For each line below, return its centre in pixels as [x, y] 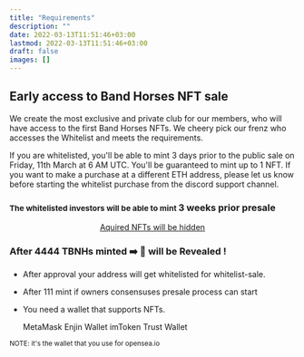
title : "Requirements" [52, 18]
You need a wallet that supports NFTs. [94, 310]
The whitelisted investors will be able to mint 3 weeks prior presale [142, 207]
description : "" [40, 26]
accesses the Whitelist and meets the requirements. [107, 138]
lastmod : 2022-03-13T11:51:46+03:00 [78, 43]
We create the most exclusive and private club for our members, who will [146, 118]
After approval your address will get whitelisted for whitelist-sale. [144, 275]
